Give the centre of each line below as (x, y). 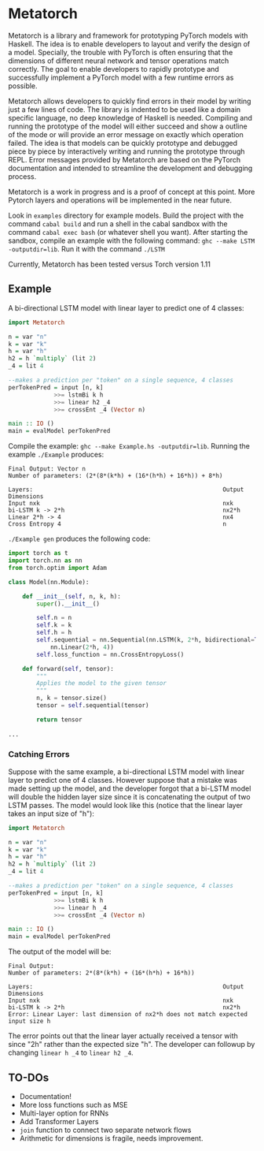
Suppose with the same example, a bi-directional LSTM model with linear (126, 771)
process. (22, 176)
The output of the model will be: (60, 952)
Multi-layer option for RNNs (64, 1113)
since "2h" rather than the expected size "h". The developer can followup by (132, 1045)
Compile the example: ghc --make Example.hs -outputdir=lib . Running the (129, 446)
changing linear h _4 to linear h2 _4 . (71, 1052)
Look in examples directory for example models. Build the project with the (126, 215)
